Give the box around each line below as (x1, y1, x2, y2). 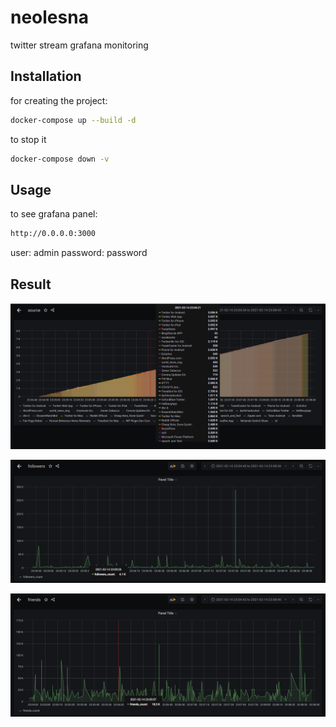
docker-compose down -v (10, 154, 110, 164)
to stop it (10, 133, 47, 145)
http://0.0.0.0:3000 (10, 229, 97, 239)
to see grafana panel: (10, 208, 98, 220)
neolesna (10, 6, 89, 29)
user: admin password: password (10, 247, 148, 259)
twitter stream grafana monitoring (10, 39, 149, 51)
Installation (10, 68, 82, 85)
